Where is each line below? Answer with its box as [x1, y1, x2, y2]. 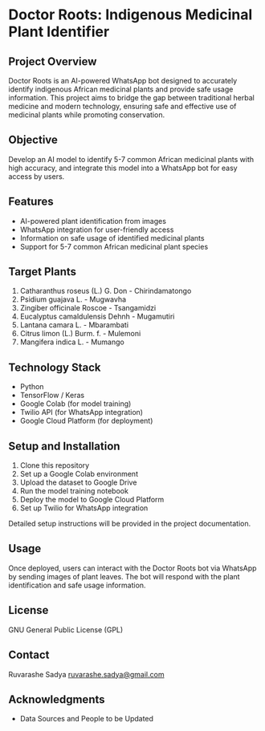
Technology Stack [8, 360, 101, 374]
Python [19, 382, 44, 392]
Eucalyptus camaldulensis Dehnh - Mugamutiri [19, 311, 175, 322]
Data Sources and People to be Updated [19, 714, 154, 724]
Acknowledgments [8, 692, 106, 706]
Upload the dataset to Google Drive [19, 477, 137, 487]
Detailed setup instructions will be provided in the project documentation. [8, 519, 251, 529]
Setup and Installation [8, 439, 120, 453]
